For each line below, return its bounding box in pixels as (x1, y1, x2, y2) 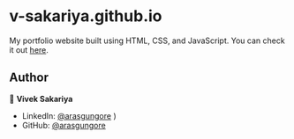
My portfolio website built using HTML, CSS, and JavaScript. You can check (9, 35, 285, 46)
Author (9, 70, 49, 85)
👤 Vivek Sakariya (9, 93, 73, 104)
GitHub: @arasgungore (21, 120, 106, 130)
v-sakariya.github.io (9, 6, 162, 26)
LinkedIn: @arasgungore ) (21, 110, 117, 121)
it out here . (9, 44, 49, 55)
